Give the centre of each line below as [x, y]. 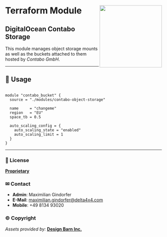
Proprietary [17, 171]
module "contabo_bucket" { [33, 95]
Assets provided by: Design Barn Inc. [43, 229]
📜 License [17, 160]
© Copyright [21, 218]
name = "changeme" [33, 108]
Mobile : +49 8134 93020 [38, 205]
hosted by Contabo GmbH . [33, 59]
